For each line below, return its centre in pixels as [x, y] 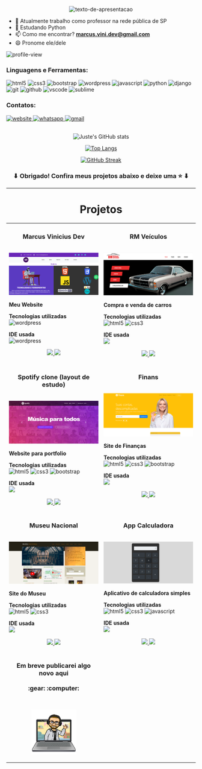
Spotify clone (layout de [54, 377]
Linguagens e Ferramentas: [47, 70]
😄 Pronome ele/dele [40, 43]
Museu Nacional [54, 526]
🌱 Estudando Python [40, 27]
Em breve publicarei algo [54, 666]
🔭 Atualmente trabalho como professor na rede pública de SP [91, 21]
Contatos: [21, 105]
